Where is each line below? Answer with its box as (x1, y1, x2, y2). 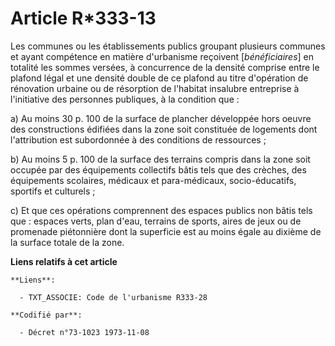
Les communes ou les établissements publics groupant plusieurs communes (10, 40, 326, 52)
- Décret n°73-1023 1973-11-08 (19, 327, 150, 337)
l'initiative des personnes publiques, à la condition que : (10, 93, 240, 105)
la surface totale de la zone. (10, 236, 125, 248)
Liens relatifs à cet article (10, 255, 118, 267)
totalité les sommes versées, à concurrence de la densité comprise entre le (10, 61, 320, 73)
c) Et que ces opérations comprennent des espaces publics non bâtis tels (10, 204, 313, 216)
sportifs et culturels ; (10, 185, 96, 197)
